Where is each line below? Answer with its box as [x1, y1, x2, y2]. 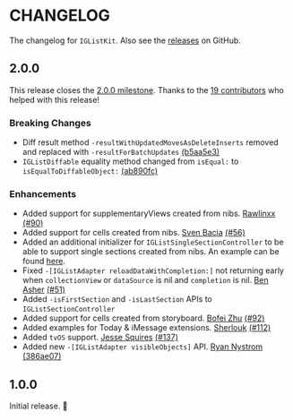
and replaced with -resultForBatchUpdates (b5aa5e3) [22, 147, 220, 158]
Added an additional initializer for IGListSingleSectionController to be [22, 236, 284, 247]
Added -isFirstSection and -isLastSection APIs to [22, 294, 212, 304]
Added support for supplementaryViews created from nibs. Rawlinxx [22, 208, 276, 219]
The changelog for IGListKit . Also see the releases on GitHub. [9, 35, 242, 46]
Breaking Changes [9, 116, 92, 129]
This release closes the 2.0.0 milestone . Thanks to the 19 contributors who [9, 84, 284, 95]
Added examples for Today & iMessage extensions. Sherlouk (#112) [22, 322, 271, 333]
